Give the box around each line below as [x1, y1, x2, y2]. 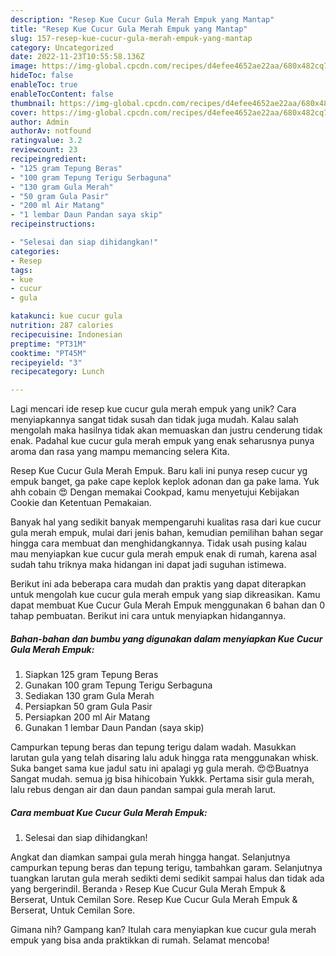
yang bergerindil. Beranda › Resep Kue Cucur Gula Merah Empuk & [10, 883, 287, 895]
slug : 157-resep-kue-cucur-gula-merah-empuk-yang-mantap [10, 33, 253, 43]
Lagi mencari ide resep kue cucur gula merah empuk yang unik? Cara [10, 403, 297, 415]
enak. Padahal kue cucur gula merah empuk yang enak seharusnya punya [10, 435, 315, 447]
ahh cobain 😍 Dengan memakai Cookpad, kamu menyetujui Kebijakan [10, 486, 300, 498]
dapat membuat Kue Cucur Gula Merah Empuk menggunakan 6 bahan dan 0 [10, 599, 326, 611]
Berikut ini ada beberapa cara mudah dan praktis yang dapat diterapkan [10, 578, 307, 590]
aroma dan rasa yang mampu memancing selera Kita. [10, 446, 230, 458]
